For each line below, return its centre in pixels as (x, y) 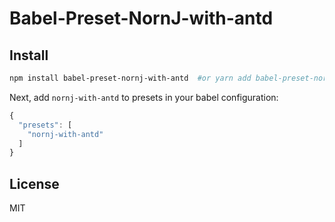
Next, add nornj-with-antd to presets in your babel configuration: (144, 97)
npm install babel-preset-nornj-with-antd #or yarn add (130, 78)
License (34, 183)
